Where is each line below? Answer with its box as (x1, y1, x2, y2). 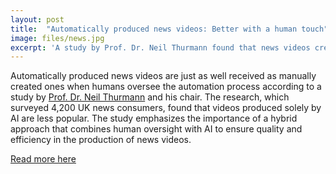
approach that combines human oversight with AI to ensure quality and (10, 123, 303, 135)
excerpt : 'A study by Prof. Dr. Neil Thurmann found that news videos (10, 42, 311, 53)
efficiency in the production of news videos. (10, 134, 192, 146)
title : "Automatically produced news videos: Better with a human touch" (10, 24, 329, 34)
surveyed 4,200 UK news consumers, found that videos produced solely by (10, 102, 322, 114)
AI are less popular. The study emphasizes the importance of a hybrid (10, 112, 298, 125)
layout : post (10, 14, 65, 25)
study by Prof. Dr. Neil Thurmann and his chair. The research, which (10, 91, 290, 103)
